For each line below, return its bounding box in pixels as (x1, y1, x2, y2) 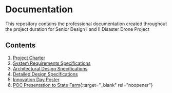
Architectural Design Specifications (12, 65, 88, 71)
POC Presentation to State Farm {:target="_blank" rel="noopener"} (12, 82, 153, 88)
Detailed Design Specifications (12, 71, 78, 77)
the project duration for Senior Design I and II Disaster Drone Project (5, 26, 150, 32)
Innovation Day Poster (12, 76, 60, 83)
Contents (5, 41, 36, 50)
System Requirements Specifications (12, 60, 91, 66)
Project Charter (12, 54, 45, 61)
